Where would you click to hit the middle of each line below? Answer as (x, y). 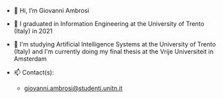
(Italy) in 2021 (33, 31)
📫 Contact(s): (34, 72)
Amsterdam (30, 59)
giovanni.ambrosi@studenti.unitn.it (73, 88)
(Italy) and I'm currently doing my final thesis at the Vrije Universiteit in (114, 52)
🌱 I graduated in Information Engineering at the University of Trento (109, 24)
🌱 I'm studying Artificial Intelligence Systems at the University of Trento (115, 44)
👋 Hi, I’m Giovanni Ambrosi (51, 11)
